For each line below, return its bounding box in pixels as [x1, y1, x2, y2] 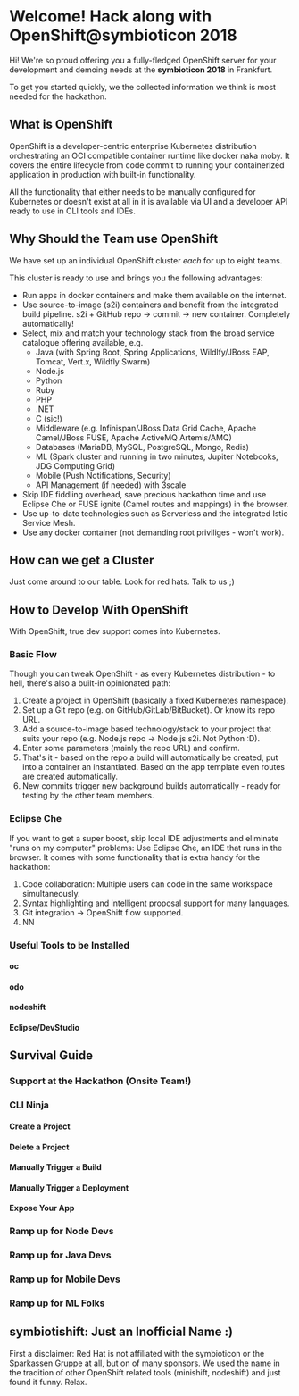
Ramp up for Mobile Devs [9, 1273, 120, 1285]
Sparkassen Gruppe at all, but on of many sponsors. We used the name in [9, 1358, 281, 1368]
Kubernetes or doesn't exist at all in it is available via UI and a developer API [9, 196, 288, 206]
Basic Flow [9, 648, 58, 661]
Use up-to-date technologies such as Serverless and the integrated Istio [21, 507, 288, 519]
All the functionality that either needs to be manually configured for [9, 186, 256, 197]
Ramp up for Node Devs [9, 1225, 114, 1238]
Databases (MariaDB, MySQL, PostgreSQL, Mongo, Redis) [35, 441, 250, 452]
